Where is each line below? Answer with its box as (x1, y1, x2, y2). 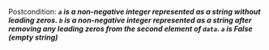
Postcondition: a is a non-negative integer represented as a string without (8, 7, 261, 16)
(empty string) (8, 32, 58, 42)
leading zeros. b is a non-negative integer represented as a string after (8, 15, 252, 25)
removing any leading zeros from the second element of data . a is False (8, 24, 253, 33)
